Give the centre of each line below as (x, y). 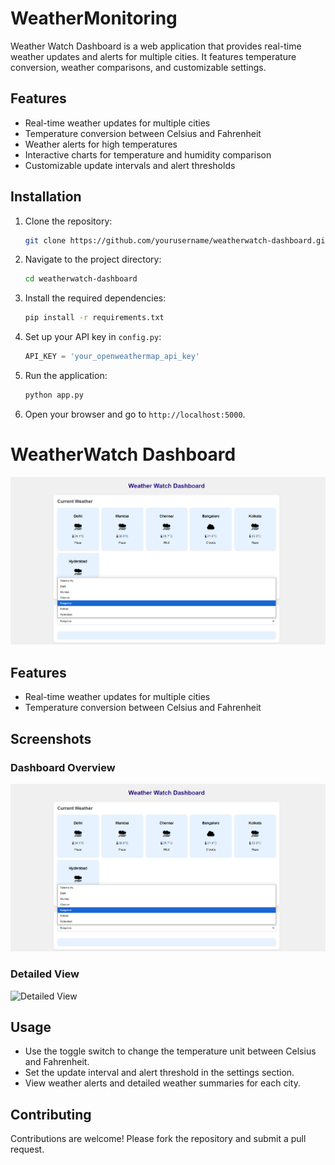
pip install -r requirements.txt (94, 318)
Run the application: (66, 376)
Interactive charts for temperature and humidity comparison (148, 154)
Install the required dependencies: (95, 298)
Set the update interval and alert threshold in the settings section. (159, 1073)
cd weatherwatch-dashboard (81, 279)
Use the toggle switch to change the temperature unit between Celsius (170, 1051)
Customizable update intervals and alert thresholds (130, 165)
